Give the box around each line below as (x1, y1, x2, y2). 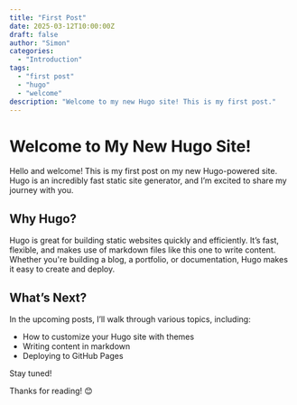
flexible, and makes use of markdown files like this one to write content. (9, 244, 276, 255)
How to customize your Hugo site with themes (22, 331, 195, 342)
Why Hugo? (9, 211, 77, 226)
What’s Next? (9, 290, 88, 305)
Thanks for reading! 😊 (9, 385, 93, 396)
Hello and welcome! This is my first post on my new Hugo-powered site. (9, 166, 278, 177)
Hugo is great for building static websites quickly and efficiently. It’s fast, (9, 235, 280, 246)
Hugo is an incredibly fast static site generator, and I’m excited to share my (9, 175, 287, 186)
